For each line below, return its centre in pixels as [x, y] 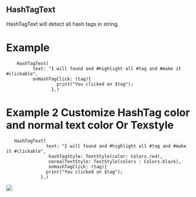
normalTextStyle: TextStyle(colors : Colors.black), [115, 162]
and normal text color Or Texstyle [90, 125]
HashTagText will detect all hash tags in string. [63, 24]
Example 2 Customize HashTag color [98, 112]
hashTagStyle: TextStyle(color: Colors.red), [105, 156]
